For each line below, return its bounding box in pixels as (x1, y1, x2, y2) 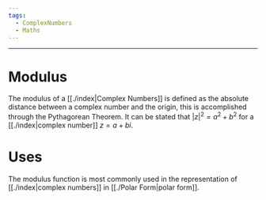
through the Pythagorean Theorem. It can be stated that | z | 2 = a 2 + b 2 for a (8, 111, 255, 121)
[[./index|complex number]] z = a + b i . (8, 120, 133, 130)
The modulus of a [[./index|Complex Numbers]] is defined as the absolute (8, 94, 249, 104)
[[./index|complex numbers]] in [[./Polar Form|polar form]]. (8, 183, 199, 192)
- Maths (15, 26, 41, 34)
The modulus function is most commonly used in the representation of (8, 174, 237, 183)
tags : (8, 11, 26, 20)
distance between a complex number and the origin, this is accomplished (8, 102, 247, 111)
